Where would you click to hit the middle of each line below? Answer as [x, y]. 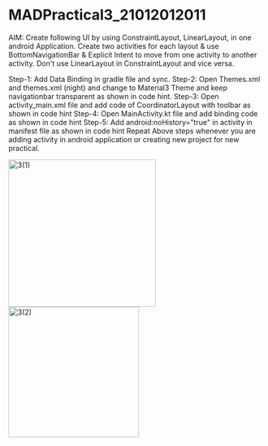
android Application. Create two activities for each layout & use [114, 45]
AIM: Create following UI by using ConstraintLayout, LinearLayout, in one [130, 37]
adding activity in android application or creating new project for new [124, 139]
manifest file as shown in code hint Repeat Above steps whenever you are [132, 131]
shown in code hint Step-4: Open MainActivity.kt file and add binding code [133, 113]
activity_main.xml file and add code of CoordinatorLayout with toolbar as [130, 105]
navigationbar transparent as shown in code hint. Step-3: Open [114, 96]
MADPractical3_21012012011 [107, 15]
